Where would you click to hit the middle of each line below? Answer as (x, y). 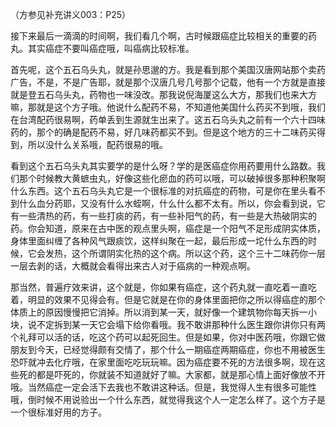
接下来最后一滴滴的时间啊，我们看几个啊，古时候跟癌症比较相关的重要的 (159, 36)
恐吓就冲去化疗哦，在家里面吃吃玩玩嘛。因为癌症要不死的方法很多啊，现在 (163, 362)
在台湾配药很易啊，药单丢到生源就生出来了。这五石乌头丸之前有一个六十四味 (168, 119)
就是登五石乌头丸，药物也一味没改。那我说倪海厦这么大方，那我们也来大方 (163, 94)
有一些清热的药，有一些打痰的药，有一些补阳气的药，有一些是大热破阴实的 (163, 216)
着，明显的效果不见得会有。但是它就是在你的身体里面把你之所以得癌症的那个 (168, 299)
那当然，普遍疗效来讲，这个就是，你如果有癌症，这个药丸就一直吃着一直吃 (163, 287)
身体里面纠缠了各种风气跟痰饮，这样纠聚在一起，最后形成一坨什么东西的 (159, 241)
